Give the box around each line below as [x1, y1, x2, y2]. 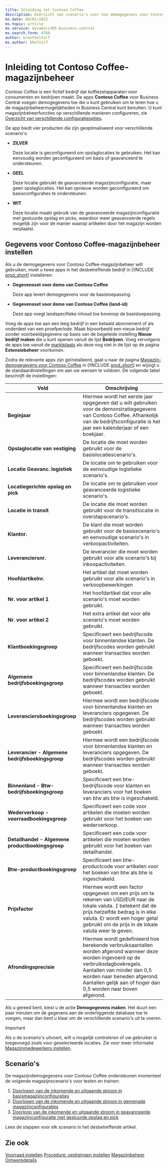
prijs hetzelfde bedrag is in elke [82, 908, 156, 915]
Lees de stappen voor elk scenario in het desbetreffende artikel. [5, 1124, 137, 1130]
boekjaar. [82, 430, 105, 437]
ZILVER [12, 140, 28, 146]
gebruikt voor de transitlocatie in [82, 506, 159, 513]
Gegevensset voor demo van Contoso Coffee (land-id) [12, 301, 128, 307]
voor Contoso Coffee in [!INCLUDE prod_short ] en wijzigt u [38, 362, 159, 368]
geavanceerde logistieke [82, 486, 141, 493]
